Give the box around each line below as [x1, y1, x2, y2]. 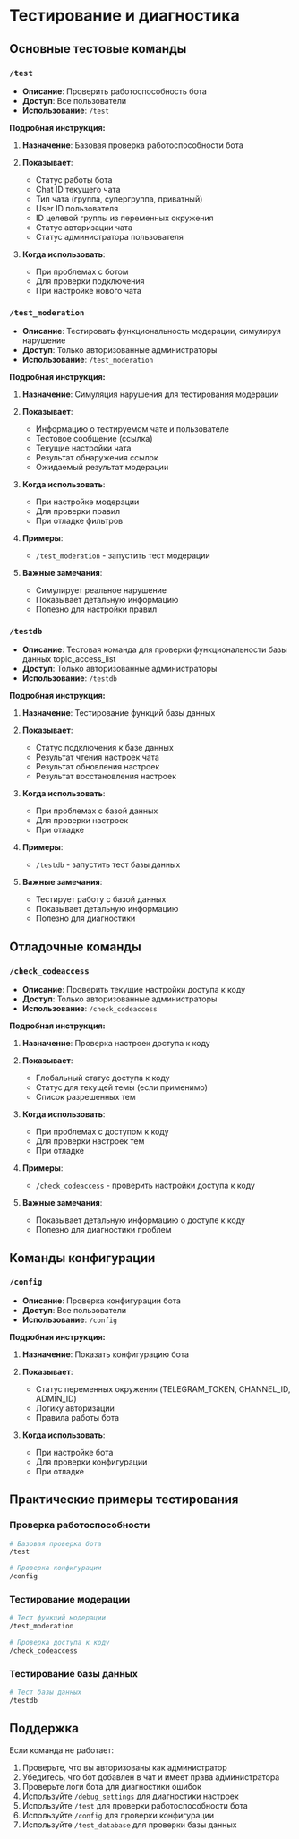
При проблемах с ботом [35, 266, 129, 277]
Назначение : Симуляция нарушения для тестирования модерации [21, 389, 279, 400]
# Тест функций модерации [9, 1613, 106, 1622]
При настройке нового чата [35, 285, 141, 296]
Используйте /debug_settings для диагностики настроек [21, 1791, 239, 1801]
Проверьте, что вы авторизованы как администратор [21, 1762, 228, 1773]
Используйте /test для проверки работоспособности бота [21, 1800, 248, 1810]
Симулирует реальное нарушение [35, 585, 167, 596]
